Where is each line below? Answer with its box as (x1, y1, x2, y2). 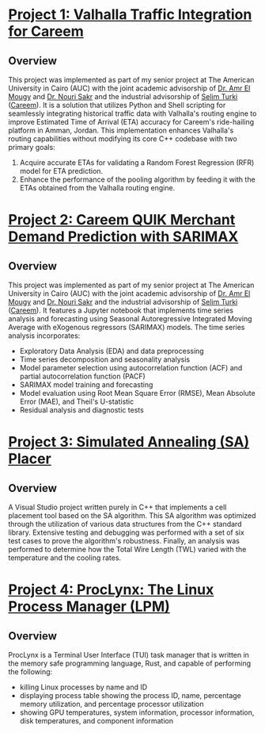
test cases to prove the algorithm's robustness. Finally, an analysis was (8, 536, 240, 545)
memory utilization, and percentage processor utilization (19, 700, 204, 708)
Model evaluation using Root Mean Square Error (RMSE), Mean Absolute (19, 389, 256, 397)
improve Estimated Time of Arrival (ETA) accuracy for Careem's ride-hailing (8, 117, 255, 126)
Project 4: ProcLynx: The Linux (8, 581, 214, 599)
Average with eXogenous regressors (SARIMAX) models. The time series (8, 323, 245, 332)
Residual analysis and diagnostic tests (19, 405, 144, 414)
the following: (8, 667, 53, 676)
